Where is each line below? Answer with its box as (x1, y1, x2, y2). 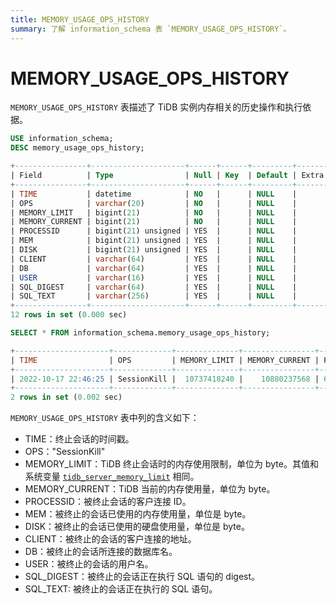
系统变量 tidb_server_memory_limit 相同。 (24, 471, 200, 483)
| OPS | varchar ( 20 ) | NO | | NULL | (10, 198, 298, 208)
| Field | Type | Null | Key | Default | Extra (10, 171, 325, 181)
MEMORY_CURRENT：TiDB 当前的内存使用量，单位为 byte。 (24, 483, 276, 495)
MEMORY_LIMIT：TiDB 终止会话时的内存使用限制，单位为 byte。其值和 (24, 458, 319, 470)
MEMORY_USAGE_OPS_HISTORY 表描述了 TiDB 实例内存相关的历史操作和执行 (10, 101, 303, 113)
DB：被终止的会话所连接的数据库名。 (24, 546, 178, 558)
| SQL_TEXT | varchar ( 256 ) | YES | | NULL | (10, 291, 298, 301)
